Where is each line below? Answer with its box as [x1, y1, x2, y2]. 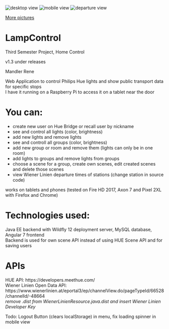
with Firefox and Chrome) [5, 192, 58, 198]
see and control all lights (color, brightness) [12, 129, 103, 135]
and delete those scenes [12, 166, 64, 172]
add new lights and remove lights [12, 134, 82, 140]
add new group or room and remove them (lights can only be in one [12, 144, 153, 151]
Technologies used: [5, 210, 90, 222]
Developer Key [5, 303, 36, 310]
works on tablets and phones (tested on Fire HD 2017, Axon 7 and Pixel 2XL [5, 187, 162, 193]
